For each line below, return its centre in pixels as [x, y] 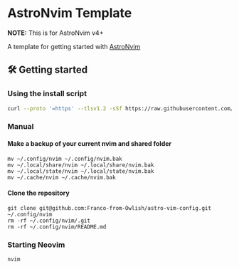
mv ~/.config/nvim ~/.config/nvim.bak [65, 159]
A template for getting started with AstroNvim [74, 46]
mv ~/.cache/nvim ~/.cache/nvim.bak [62, 177]
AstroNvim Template [70, 13]
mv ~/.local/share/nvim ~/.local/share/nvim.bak [81, 165]
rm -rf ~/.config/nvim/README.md [57, 227]
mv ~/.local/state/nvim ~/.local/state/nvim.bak [81, 171]
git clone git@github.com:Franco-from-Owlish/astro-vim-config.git [110, 208]
